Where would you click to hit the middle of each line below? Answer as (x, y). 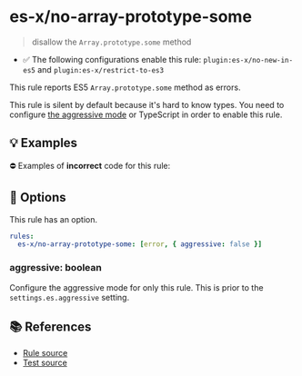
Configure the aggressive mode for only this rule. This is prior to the (136, 287)
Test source (45, 363)
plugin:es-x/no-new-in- (248, 60)
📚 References (50, 327)
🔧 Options (38, 198)
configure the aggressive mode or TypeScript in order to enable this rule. (146, 114)
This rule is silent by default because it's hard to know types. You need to (147, 104)
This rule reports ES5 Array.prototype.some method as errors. (125, 87)
